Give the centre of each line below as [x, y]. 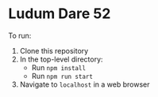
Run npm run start [62, 76]
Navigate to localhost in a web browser [85, 84]
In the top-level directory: [61, 59]
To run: [20, 35]
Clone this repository [54, 50]
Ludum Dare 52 [60, 14]
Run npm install [58, 67]
